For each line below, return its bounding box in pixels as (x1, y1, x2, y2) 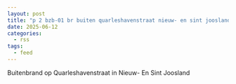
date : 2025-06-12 (7, 23, 58, 30)
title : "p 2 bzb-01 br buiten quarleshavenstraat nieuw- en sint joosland (7, 17, 231, 24)
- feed (13, 50, 33, 57)
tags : (7, 43, 23, 50)
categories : (7, 29, 42, 37)
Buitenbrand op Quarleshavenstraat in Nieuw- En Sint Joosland (7, 68, 190, 77)
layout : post (7, 10, 46, 17)
